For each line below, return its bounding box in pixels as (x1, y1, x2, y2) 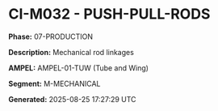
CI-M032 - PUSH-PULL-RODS (8, 5, 211, 23)
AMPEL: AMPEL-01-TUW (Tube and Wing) (8, 62, 149, 73)
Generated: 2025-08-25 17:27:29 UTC (8, 94, 136, 104)
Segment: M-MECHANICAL (8, 79, 101, 88)
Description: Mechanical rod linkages (8, 47, 135, 57)
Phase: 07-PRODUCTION (8, 32, 94, 41)
